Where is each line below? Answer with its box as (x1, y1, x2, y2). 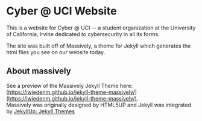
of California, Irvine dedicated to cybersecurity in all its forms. (6, 30, 160, 37)
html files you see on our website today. (6, 48, 106, 55)
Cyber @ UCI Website (6, 4, 117, 18)
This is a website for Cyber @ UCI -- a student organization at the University (6, 24, 196, 31)
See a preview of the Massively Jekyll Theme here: (6, 82, 133, 89)
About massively (6, 66, 71, 76)
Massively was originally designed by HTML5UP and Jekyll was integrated (6, 101, 191, 108)
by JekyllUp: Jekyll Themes (6, 107, 75, 115)
